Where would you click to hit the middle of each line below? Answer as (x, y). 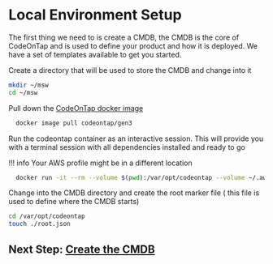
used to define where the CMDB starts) (74, 202)
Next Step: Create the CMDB (82, 249)
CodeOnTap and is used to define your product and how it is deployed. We (133, 45)
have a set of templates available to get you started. (95, 54)
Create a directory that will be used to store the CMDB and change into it (130, 70)
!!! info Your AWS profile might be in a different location (100, 163)
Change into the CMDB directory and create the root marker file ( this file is (134, 193)
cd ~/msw (23, 92)
